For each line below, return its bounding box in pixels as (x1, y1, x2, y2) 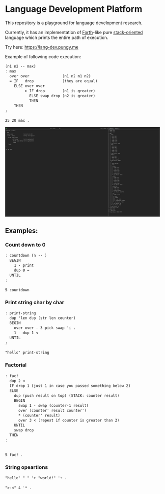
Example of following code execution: (5, 53, 81, 60)
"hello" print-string (5, 350, 50, 355)
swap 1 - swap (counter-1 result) (18, 403, 89, 408)
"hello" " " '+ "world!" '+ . (5, 475, 67, 480)
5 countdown (5, 287, 29, 292)
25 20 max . (5, 118, 29, 123)
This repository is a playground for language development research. (5, 20, 143, 26)
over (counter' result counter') (18, 408, 87, 413)
